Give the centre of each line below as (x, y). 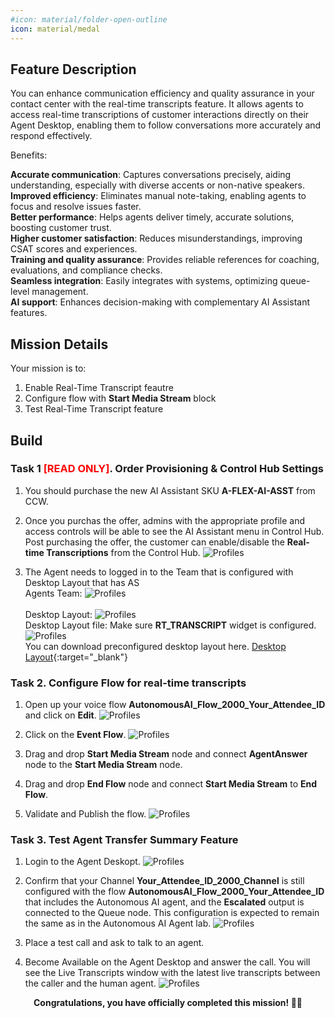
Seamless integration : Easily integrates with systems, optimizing (144, 281)
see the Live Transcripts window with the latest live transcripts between (172, 973)
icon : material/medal (55, 29)
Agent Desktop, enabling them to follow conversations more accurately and (166, 125)
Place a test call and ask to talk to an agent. (114, 943)
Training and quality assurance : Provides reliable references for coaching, (165, 260)
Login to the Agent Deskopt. (82, 862)
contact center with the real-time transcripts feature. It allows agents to (157, 104)
